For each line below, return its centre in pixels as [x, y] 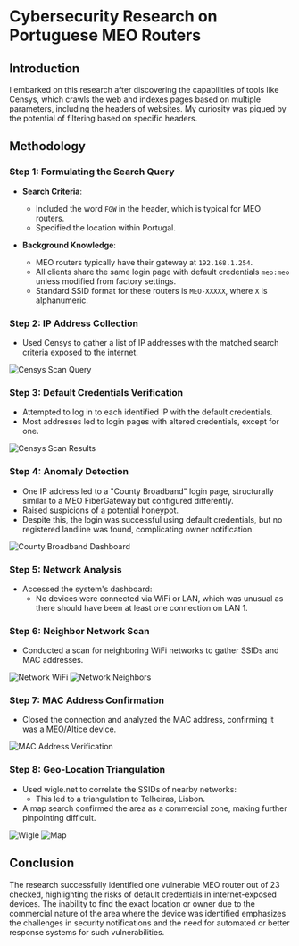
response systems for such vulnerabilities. [87, 932]
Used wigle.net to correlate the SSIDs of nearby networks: [129, 789]
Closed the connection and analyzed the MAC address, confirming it [148, 720]
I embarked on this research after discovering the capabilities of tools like [144, 90]
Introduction [45, 68]
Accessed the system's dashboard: [87, 589]
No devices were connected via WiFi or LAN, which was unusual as [159, 598]
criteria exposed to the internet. [80, 352]
